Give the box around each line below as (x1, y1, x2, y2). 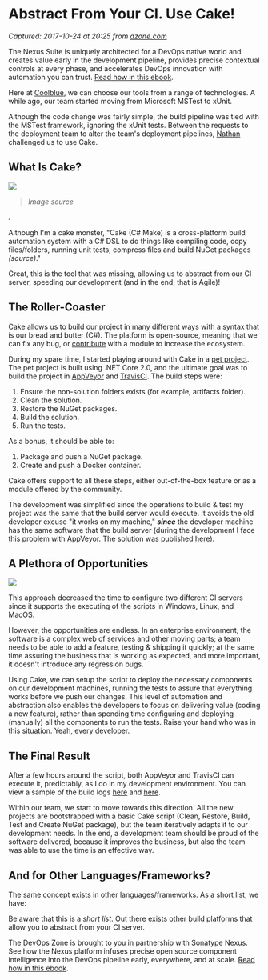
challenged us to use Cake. (8, 137, 98, 146)
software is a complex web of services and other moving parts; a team (8, 634, 241, 644)
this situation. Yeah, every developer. (8, 726, 130, 736)
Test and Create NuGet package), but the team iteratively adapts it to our (8, 820, 248, 830)
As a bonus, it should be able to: (8, 436, 114, 446)
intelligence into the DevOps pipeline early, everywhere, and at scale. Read (8, 955, 256, 964)
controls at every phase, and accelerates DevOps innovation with (8, 63, 223, 73)
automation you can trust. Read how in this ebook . (8, 72, 174, 82)
